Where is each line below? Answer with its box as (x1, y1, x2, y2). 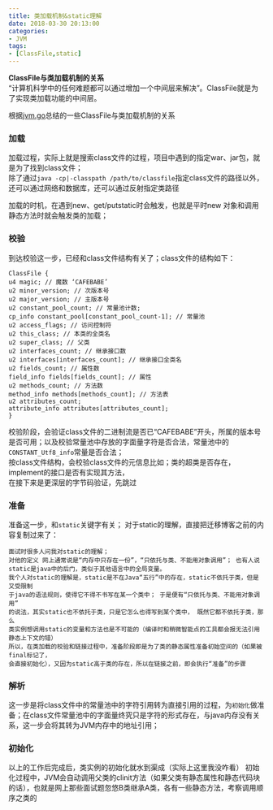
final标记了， (8, 651, 51, 659)
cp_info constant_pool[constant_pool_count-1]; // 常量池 (8, 312, 206, 321)
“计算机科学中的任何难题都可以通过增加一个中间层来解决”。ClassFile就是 (8, 83, 252, 93)
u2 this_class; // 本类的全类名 (8, 330, 111, 338)
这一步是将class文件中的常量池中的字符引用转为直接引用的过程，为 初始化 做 (8, 700, 258, 710)
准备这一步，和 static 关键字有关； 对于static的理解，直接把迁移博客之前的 (8, 519, 258, 529)
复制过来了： (15, 530, 58, 539)
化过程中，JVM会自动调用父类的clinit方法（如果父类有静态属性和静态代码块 (8, 773, 261, 782)
